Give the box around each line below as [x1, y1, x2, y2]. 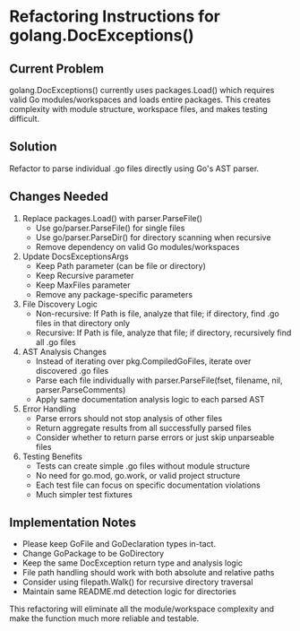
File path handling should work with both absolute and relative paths [21, 567, 275, 578]
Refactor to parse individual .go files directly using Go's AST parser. [9, 163, 260, 174]
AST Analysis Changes [21, 346, 107, 357]
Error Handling [21, 403, 77, 414]
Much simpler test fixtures [35, 488, 133, 499]
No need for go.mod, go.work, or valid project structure [35, 470, 241, 480]
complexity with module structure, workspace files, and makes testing [9, 104, 269, 114]
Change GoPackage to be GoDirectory [21, 549, 165, 559]
